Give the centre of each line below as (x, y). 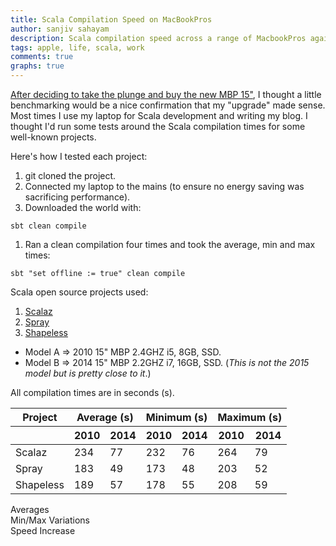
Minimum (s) (176, 417)
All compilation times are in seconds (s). (92, 392)
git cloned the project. (70, 175)
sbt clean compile (48, 226)
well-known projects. (53, 137)
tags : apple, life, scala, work (77, 47)
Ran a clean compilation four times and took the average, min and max (170, 244)
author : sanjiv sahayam (60, 29)
